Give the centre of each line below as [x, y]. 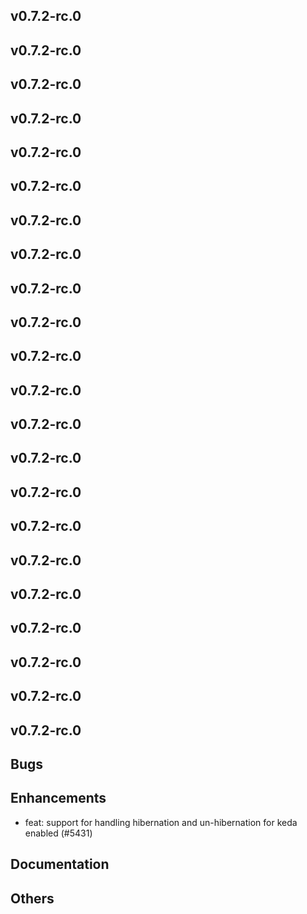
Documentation [60, 864]
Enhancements [58, 798]
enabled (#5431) [58, 833]
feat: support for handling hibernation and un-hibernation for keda [161, 822]
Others [32, 898]
